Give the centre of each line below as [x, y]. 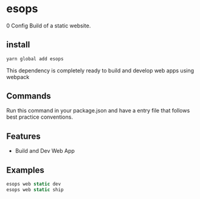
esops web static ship [35, 190]
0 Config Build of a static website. [49, 26]
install [18, 45]
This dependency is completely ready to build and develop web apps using [100, 70]
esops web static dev [34, 184]
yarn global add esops [35, 59]
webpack [18, 77]
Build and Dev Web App [45, 151]
